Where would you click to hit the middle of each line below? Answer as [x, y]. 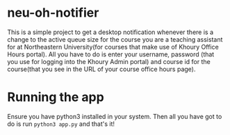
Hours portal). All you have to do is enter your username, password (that [111, 54]
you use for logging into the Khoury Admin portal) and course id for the [109, 61]
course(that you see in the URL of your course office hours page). [101, 69]
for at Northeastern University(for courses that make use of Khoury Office [113, 47]
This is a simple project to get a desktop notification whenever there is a [110, 32]
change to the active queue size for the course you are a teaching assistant [115, 39]
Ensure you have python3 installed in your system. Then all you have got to [115, 116]
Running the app [56, 97]
